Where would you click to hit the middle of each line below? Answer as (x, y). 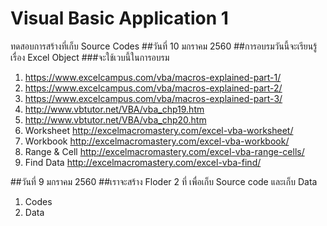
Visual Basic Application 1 (119, 18)
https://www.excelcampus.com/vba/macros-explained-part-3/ (153, 98)
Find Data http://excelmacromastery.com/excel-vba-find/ (143, 162)
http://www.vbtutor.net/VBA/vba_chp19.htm (114, 109)
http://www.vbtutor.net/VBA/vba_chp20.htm (115, 119)
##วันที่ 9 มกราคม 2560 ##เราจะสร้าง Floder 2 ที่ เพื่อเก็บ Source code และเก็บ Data (164, 181)
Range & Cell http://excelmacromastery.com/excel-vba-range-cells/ (164, 151)
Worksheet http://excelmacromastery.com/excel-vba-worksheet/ (159, 130)
